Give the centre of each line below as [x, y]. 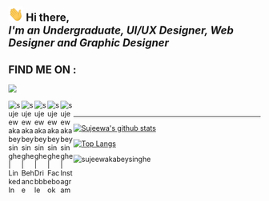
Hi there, [48, 18]
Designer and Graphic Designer [89, 43]
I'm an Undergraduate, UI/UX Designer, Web [121, 30]
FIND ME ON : [42, 70]
